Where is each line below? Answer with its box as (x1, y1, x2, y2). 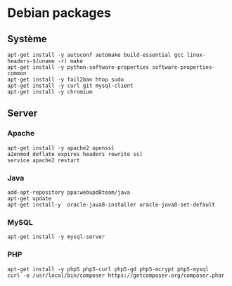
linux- (186, 51, 206, 58)
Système (7, 33, 47, 45)
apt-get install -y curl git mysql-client (7, 82, 134, 89)
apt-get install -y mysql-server (7, 233, 105, 240)
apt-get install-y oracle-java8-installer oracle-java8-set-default (7, 201, 216, 208)
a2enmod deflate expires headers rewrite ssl (7, 150, 143, 157)
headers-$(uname (7, 58, 55, 65)
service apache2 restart (7, 157, 80, 164)
